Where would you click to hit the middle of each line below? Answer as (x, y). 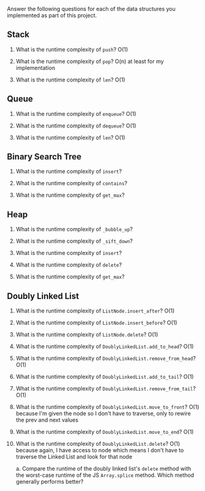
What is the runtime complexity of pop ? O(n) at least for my (90, 61)
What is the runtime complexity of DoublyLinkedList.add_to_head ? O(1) (105, 346)
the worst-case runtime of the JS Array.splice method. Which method (105, 475)
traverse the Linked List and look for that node (74, 457)
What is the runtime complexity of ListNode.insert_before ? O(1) (96, 323)
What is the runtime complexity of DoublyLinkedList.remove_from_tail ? (106, 389)
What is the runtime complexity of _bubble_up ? (74, 229)
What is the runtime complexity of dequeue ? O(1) (76, 126)
